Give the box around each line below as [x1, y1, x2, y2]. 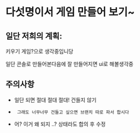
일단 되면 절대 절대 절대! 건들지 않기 [14, 96, 97, 103]
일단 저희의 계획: [5, 31, 63, 41]
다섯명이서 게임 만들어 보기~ [5, 5, 135, 19]
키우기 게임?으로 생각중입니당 [5, 48, 74, 55]
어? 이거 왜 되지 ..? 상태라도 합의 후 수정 [14, 120, 106, 128]
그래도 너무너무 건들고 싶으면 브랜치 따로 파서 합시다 [17, 109, 129, 115]
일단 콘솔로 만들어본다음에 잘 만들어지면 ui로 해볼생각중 [5, 61, 134, 67]
